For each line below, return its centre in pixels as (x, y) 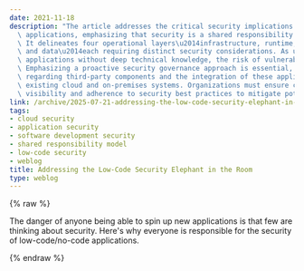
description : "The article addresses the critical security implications (152, 26)
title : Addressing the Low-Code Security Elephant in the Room (131, 169)
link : (19, 102)
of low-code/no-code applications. (75, 240)
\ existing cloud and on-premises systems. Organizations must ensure (153, 85)
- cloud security (42, 119)
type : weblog (34, 178)
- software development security (72, 136)
